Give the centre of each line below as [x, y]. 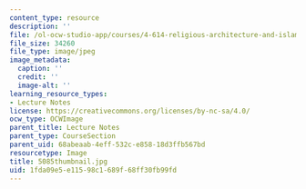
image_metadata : [40, 60]
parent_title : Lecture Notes [65, 128]
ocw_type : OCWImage [46, 119]
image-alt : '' [44, 85]
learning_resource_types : [58, 94]
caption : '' [41, 69]
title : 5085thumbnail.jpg [58, 161]
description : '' [40, 26]
